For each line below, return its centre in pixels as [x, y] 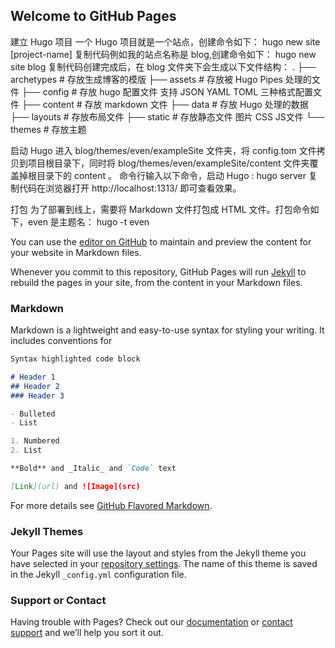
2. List [26, 450]
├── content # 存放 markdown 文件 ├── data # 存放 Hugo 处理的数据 [165, 104]
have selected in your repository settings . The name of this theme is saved [164, 564]
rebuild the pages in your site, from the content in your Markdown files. [156, 282]
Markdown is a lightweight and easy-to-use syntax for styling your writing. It [167, 330]
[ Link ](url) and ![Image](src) [75, 486]
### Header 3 [37, 395]
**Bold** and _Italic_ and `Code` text [93, 469]
